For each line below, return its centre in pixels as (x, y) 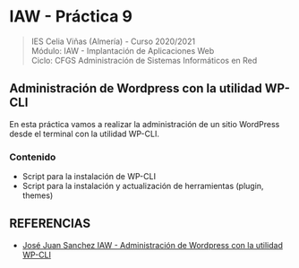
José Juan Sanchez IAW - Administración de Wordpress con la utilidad (153, 245)
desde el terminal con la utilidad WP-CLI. (84, 134)
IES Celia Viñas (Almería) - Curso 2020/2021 (113, 41)
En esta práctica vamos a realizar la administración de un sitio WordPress (145, 124)
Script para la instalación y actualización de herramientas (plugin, (143, 186)
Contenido (33, 157)
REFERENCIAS (50, 224)
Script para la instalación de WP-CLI (89, 177)
